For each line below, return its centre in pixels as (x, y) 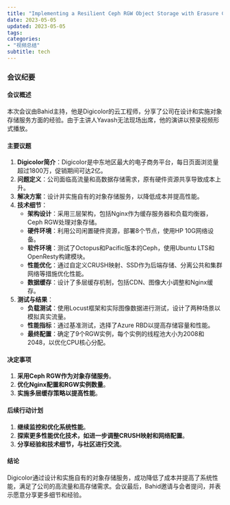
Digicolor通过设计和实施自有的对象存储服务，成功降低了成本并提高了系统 (110, 478)
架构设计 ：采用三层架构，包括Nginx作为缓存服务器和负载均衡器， (119, 214)
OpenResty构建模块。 (58, 257)
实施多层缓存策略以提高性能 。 (59, 393)
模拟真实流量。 (48, 317)
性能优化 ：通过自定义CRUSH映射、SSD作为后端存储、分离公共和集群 (125, 265)
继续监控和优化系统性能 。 (53, 427)
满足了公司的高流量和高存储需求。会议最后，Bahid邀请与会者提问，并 (117, 486)
